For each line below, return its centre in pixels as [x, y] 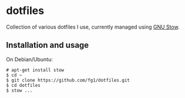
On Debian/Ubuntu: [29, 59]
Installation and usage [48, 45]
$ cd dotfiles [23, 85]
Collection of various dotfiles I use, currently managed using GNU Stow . [93, 27]
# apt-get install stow [35, 70]
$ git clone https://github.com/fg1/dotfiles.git [68, 80]
